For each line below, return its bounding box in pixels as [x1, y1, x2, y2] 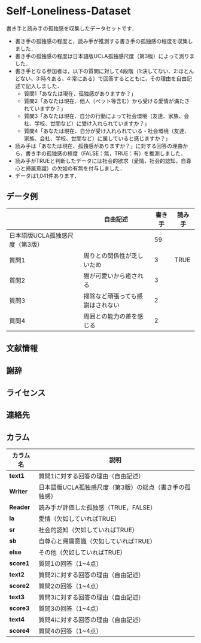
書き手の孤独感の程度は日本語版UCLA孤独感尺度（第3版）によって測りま [14, 52, 195, 59]
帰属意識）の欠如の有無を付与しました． [25, 165, 126, 172]
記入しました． [25, 82, 63, 89]
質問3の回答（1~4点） [38, 605, 103, 613]
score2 [9, 582, 30, 590]
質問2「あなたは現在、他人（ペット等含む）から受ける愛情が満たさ [23, 97, 190, 104]
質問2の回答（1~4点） [38, 582, 103, 590]
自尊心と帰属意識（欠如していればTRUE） [38, 537, 157, 545]
